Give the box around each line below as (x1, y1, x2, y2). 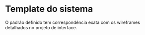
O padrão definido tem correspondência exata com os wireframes (5, 19, 141, 25)
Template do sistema (5, 3, 93, 15)
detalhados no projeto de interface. (5, 24, 77, 30)
